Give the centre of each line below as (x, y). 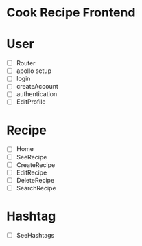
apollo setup (34, 71)
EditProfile (31, 102)
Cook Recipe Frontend (71, 13)
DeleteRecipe (35, 180)
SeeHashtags (35, 235)
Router (26, 63)
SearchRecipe (36, 188)
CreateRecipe (36, 165)
